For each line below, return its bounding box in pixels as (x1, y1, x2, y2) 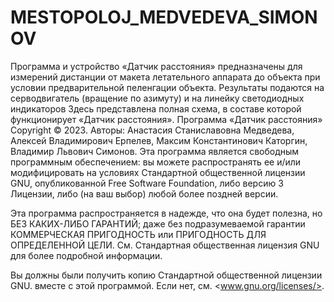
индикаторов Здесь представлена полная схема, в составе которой (10, 102, 302, 115)
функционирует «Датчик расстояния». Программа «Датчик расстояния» (10, 113, 323, 125)
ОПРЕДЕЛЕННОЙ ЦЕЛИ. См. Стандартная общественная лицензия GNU (10, 239, 320, 251)
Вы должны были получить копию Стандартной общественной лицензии (10, 269, 323, 281)
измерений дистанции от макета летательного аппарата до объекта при (10, 71, 321, 83)
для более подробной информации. (10, 249, 163, 261)
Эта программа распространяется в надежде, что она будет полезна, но (10, 207, 323, 219)
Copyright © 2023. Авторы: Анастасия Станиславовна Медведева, (10, 124, 295, 136)
